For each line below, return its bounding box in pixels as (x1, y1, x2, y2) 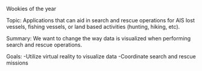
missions (6, 60, 28, 66)
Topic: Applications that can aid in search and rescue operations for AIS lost (6, 17, 195, 23)
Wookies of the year (6, 5, 56, 12)
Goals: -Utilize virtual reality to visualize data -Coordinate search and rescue (6, 53, 196, 60)
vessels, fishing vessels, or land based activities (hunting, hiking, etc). (6, 23, 180, 30)
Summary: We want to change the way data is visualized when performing (6, 35, 191, 42)
